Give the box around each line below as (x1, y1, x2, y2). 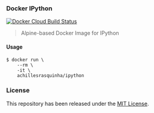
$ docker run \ (6, 56, 44, 63)
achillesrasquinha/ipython (17, 72, 84, 79)
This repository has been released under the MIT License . (6, 100, 149, 107)
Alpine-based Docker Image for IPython (20, 29, 119, 37)
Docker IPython (6, 4, 53, 13)
